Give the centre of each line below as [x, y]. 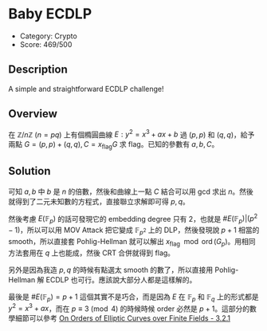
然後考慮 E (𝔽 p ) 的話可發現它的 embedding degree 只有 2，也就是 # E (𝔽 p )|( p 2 [133, 219]
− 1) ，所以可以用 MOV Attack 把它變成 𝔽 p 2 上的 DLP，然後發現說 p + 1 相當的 [134, 231]
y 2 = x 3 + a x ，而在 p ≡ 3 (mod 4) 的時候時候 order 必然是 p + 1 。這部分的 [129, 308]
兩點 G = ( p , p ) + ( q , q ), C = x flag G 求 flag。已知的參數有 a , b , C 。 [114, 146]
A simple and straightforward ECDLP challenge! [86, 89]
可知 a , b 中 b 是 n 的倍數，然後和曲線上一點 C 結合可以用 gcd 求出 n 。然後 [131, 191]
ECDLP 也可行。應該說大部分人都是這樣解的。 [121, 279]
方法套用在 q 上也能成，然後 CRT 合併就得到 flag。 [92, 253]
